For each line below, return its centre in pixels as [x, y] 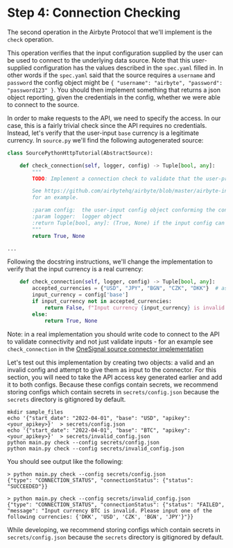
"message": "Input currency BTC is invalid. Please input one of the [110, 510]
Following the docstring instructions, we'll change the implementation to [110, 261]
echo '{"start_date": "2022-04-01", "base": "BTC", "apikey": [99, 430]
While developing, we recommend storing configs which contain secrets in [114, 529]
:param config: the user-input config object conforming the [124, 210]
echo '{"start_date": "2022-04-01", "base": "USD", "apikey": [99, 418]
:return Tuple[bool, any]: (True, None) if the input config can [129, 223]
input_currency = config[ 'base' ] [80, 295]
